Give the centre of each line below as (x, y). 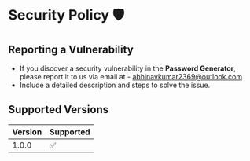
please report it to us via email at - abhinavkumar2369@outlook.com (131, 77)
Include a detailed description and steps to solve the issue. (115, 85)
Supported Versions (58, 110)
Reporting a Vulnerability (71, 49)
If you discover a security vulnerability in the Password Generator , (127, 68)
